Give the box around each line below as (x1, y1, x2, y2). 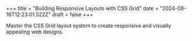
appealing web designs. (6, 28, 64, 35)
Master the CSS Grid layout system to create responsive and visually (6, 23, 172, 29)
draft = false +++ (52, 11, 94, 18)
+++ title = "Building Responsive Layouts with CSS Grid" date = (6, 5, 159, 12)
